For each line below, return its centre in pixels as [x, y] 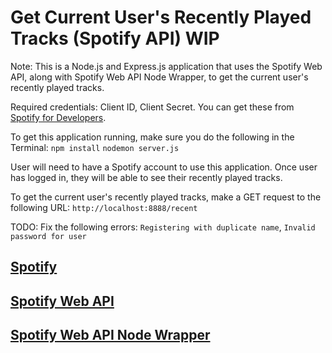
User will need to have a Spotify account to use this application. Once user [164, 167]
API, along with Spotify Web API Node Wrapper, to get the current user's [159, 77]
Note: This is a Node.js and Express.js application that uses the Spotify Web [166, 66]
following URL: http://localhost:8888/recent [104, 207]
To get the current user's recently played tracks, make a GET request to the [166, 197]
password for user [48, 236]
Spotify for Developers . [58, 117]
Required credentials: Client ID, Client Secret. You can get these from [152, 107]
